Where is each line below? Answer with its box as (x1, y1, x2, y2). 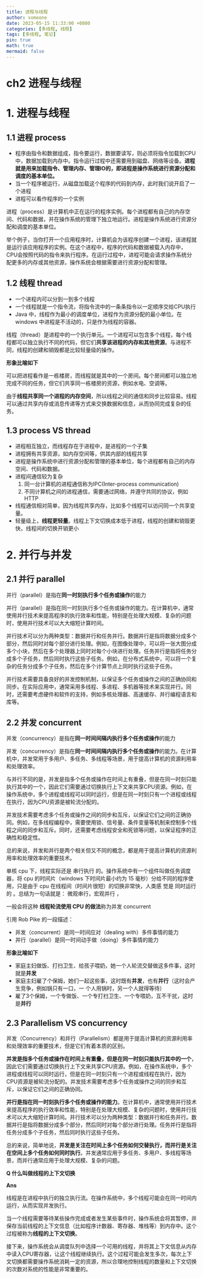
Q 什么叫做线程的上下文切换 (6, 1169, 76, 1177)
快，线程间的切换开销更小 (14, 524, 79, 532)
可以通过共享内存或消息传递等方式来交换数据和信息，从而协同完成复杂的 (6, 400, 186, 407)
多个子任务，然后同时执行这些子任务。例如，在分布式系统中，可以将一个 (11, 655, 192, 662)
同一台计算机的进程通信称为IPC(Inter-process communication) (24, 480, 179, 487)
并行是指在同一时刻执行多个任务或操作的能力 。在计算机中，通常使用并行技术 (6, 1099, 197, 1106)
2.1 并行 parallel (6, 574, 65, 584)
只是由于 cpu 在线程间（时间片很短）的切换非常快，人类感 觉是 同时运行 (16, 883, 196, 890)
